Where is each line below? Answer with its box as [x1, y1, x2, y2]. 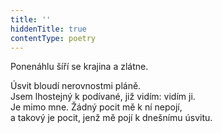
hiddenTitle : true [10, 24, 87, 34]
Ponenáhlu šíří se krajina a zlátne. [10, 61, 149, 73]
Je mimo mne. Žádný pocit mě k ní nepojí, [10, 101, 183, 113]
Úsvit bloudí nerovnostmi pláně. [10, 80, 142, 92]
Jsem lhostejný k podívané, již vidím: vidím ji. [10, 91, 196, 103]
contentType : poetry [10, 33, 97, 43]
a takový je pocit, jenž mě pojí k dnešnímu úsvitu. [10, 112, 213, 124]
